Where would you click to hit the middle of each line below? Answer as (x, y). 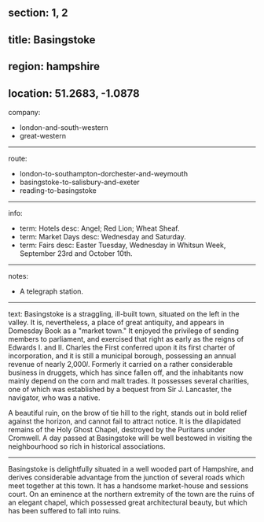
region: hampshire (54, 67)
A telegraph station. (51, 291)
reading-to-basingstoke (58, 190)
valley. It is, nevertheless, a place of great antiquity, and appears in (116, 322)
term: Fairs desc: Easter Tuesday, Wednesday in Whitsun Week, (123, 245)
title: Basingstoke (52, 40)
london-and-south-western (64, 127)
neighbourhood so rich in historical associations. (87, 446)
